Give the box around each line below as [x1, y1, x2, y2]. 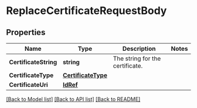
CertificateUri [9, 81, 48, 89]
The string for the [113, 54, 161, 62]
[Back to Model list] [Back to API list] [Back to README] [6, 96, 141, 103]
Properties [6, 27, 46, 37]
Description [122, 45, 156, 53]
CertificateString [9, 58, 57, 66]
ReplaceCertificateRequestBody [6, 4, 167, 18]
